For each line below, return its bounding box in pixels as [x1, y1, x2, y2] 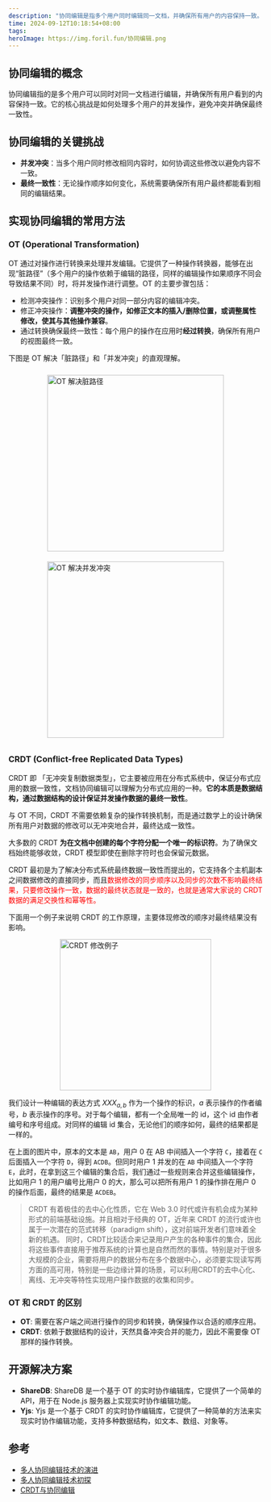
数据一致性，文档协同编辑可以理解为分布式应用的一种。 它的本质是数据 [22, 783, 256, 793]
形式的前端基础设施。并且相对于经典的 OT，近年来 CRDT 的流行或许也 [27, 1214, 261, 1224]
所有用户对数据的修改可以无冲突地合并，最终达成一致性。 [8, 820, 199, 830]
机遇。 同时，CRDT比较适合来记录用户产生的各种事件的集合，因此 [42, 1234, 262, 1244]
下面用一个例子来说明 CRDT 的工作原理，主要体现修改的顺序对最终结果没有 [8, 912, 258, 922]
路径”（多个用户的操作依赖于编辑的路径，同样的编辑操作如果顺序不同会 [25, 268, 262, 278]
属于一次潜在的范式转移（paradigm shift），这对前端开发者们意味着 [27, 1224, 250, 1234]
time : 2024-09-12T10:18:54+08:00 [8, 19, 121, 27]
